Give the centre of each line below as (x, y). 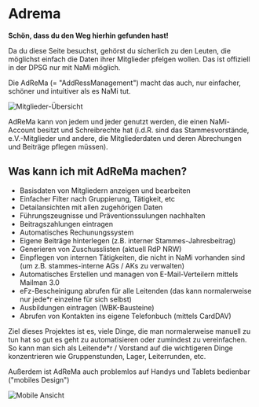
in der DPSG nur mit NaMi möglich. (64, 67)
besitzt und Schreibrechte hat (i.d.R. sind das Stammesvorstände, (143, 130)
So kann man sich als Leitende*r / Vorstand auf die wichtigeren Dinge (120, 348)
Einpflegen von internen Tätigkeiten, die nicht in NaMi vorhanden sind (132, 257)
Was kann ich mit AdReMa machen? (97, 171)
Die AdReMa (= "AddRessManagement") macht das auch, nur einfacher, (125, 83)
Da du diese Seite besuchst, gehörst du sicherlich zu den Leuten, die (120, 50)
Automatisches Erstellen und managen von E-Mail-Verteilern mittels (129, 274)
